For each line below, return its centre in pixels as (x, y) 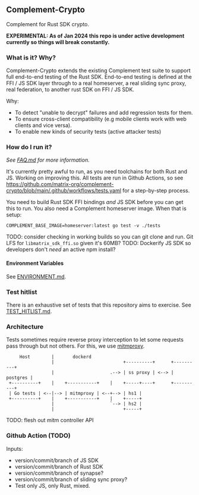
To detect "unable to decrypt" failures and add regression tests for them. (104, 113)
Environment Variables (35, 263)
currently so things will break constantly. (58, 42)
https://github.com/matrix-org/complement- (60, 184)
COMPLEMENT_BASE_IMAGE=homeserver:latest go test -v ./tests (83, 226)
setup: (14, 215)
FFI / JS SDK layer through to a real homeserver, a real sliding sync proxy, (96, 83)
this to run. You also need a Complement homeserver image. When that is (97, 209)
